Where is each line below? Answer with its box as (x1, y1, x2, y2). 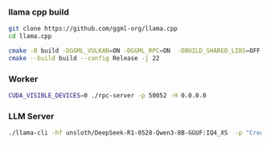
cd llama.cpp (8, 32, 52, 40)
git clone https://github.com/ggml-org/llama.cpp (8, 25, 178, 33)
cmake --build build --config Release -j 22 (8, 54, 160, 62)
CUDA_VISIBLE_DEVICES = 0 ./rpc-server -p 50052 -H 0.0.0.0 (8, 92, 207, 100)
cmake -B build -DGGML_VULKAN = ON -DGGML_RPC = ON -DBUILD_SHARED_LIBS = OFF (8, 47, 261, 55)
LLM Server (8, 110, 55, 122)
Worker (8, 73, 39, 85)
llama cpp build (8, 6, 70, 18)
